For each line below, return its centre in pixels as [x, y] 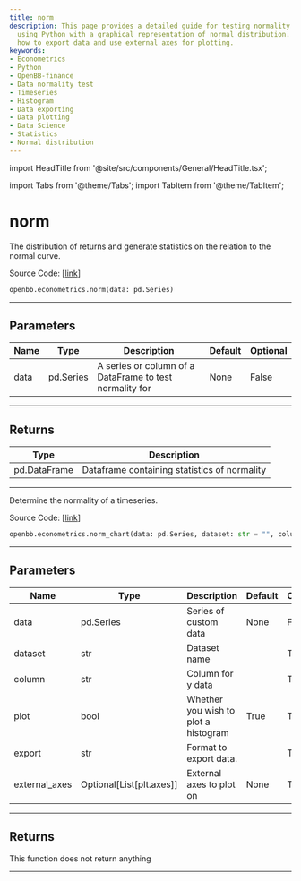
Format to [207, 747]
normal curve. [35, 255]
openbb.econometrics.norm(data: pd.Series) [92, 289]
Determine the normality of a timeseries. [84, 500]
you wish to [211, 710]
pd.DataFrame [44, 470]
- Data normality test [52, 84]
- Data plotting [39, 117]
